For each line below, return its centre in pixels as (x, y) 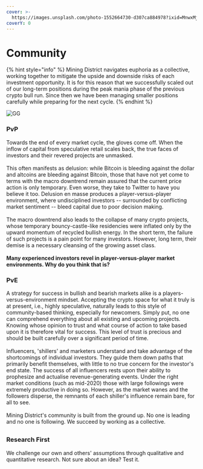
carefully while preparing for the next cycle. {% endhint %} (79, 102)
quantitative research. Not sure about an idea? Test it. (73, 459)
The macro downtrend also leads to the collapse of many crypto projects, (98, 219)
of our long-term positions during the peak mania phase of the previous (95, 89)
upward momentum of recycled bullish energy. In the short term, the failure (100, 232)
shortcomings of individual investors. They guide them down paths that (95, 357)
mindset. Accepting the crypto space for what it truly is (126, 299)
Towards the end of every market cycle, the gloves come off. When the (95, 142)
